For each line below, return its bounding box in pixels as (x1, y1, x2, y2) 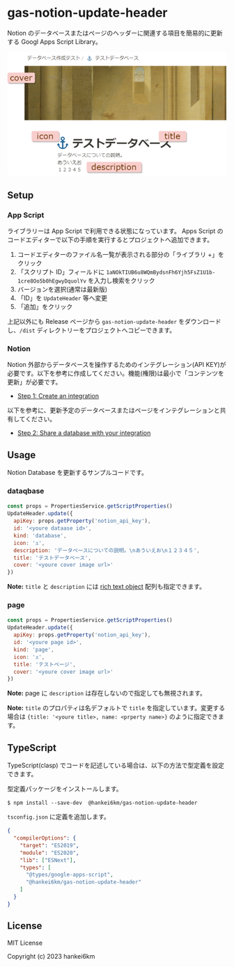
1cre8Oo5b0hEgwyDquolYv (17, 278, 87, 285)
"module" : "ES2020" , (19, 849, 79, 856)
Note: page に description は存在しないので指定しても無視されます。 (7, 689, 207, 698)
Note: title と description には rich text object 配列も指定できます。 (7, 583, 205, 591)
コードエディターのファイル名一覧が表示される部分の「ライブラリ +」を (17, 251, 225, 258)
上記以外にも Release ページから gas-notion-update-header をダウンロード (7, 317, 221, 325)
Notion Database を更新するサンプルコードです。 (7, 469, 148, 477)
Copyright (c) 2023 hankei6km (7, 952, 95, 960)
